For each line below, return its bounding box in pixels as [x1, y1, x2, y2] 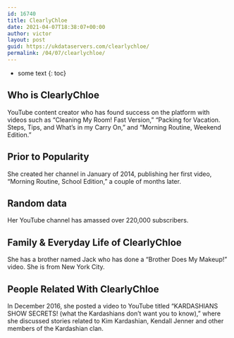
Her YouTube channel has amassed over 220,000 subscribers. [7, 216, 189, 225]
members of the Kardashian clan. [7, 324, 104, 332]
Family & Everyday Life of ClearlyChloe [7, 237, 182, 249]
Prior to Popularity [7, 151, 90, 163]
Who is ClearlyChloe [7, 89, 100, 101]
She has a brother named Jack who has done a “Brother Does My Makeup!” [7, 255, 228, 264]
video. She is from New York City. [7, 263, 105, 271]
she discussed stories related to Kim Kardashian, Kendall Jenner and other [7, 316, 224, 325]
